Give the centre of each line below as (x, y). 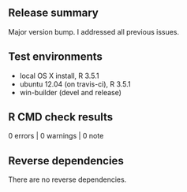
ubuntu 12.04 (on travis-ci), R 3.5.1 (75, 84)
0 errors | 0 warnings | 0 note (56, 136)
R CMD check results (61, 117)
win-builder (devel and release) (71, 92)
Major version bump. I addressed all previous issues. (94, 31)
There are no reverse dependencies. (67, 179)
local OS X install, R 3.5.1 (59, 76)
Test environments (55, 57)
